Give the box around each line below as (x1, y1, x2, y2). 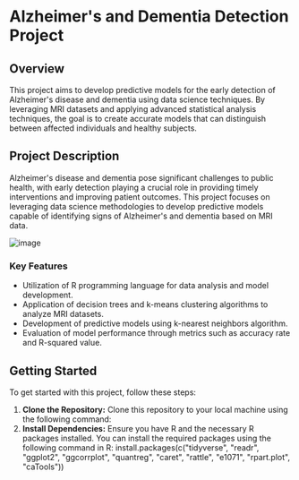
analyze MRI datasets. (21, 309, 105, 320)
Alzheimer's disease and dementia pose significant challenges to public (9, 172, 274, 183)
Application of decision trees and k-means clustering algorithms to (21, 299, 269, 310)
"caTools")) (21, 461, 64, 472)
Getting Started (9, 363, 98, 378)
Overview (9, 61, 65, 76)
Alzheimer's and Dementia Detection (9, 6, 289, 27)
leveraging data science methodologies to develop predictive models (9, 201, 264, 211)
